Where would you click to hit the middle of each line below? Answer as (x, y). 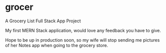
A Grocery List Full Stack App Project (43, 21)
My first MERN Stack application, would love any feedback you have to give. (83, 30)
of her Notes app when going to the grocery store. (57, 45)
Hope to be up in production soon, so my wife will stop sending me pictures (83, 40)
